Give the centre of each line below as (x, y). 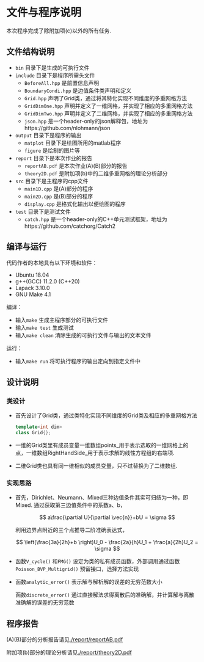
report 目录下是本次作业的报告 (54, 158)
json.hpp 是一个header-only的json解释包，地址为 (86, 121)
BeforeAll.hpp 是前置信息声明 (62, 82)
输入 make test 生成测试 (45, 327)
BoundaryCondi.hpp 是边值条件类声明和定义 (78, 90)
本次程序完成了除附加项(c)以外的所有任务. (59, 31)
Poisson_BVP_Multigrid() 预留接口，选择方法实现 (77, 569)
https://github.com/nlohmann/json (67, 128)
